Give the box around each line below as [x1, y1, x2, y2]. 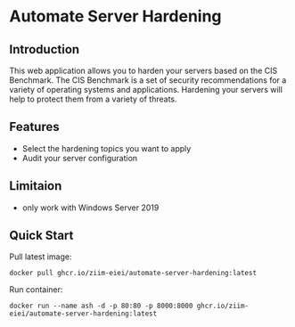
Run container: [9, 284, 63, 295]
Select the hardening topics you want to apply [21, 143, 192, 153]
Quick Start [9, 228, 74, 243]
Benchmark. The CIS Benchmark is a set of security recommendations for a [9, 75, 287, 86]
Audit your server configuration [21, 152, 138, 163]
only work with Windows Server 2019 [21, 202, 160, 213]
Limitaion [9, 178, 62, 193]
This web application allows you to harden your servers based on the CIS [9, 65, 278, 76]
